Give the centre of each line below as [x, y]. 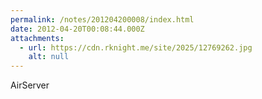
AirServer [30, 85]
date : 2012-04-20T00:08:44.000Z [77, 29]
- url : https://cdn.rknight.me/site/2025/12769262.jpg [136, 47]
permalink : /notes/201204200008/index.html [102, 19]
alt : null [49, 57]
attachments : [37, 38]
